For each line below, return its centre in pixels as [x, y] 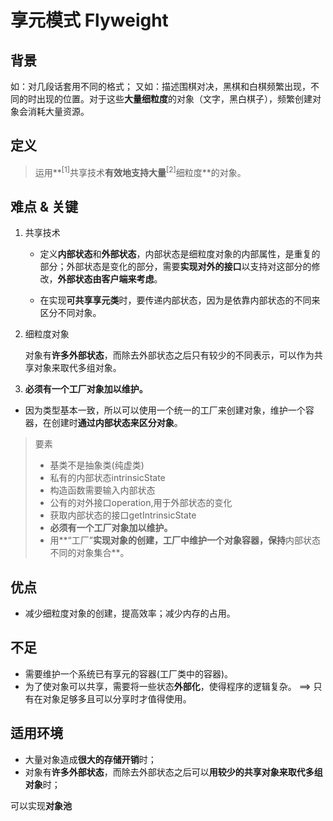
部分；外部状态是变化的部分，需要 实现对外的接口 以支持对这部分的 [175, 267]
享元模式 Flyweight [89, 20]
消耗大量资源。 [58, 111]
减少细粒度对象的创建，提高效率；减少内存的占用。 [130, 613]
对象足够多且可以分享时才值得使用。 [117, 698]
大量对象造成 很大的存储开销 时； [90, 759]
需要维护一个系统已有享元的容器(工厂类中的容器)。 [129, 673]
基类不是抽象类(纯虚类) [97, 465]
